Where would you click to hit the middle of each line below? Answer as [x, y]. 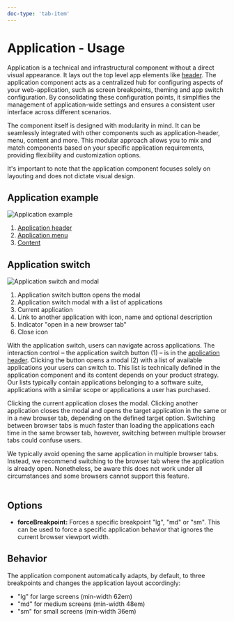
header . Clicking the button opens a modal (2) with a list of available [105, 360]
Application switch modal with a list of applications [90, 302]
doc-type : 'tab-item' [39, 14]
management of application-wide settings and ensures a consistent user [111, 104]
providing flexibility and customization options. [74, 155]
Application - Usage [66, 48]
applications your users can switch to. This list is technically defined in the [114, 368]
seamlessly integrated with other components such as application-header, [114, 132]
